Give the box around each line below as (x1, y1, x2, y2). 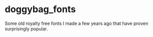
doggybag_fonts (5, 4, 76, 15)
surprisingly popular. (5, 25, 48, 31)
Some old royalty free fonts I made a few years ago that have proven (5, 20, 148, 26)
